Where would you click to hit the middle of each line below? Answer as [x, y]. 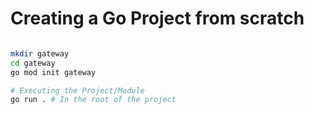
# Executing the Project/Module [77, 90]
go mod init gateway [53, 72]
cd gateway [33, 63]
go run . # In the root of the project [93, 100]
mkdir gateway [40, 53]
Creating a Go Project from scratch [157, 18]
